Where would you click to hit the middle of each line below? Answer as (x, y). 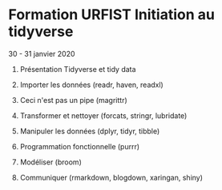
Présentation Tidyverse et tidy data (78, 69)
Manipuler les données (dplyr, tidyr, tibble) (90, 131)
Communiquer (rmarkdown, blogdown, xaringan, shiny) (111, 177)
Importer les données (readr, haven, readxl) (92, 85)
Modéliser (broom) (50, 162)
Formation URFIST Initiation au (111, 15)
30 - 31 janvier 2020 (42, 53)
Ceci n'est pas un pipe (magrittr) (74, 100)
